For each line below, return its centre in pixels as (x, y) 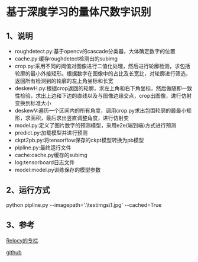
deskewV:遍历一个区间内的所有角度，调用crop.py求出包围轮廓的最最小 (100, 111)
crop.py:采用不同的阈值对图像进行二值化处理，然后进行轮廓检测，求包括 (103, 66)
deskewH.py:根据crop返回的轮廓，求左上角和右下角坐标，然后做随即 (98, 88)
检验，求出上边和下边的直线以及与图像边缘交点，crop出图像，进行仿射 (106, 96)
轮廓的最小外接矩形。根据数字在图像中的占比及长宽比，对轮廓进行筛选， (103, 74)
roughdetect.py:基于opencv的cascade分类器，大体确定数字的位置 (95, 51)
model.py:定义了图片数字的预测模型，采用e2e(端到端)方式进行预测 (95, 125)
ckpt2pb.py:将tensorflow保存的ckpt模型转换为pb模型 (79, 140)
